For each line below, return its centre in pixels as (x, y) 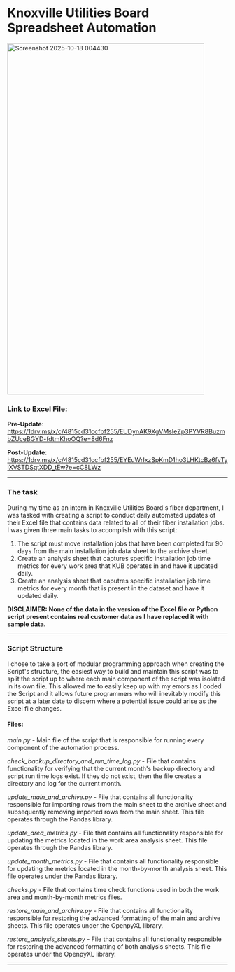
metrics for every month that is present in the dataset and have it (111, 588)
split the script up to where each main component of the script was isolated (116, 679)
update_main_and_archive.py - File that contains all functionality (100, 797)
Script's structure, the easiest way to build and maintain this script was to (113, 671)
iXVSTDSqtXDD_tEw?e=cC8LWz (54, 468)
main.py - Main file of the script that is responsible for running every (106, 740)
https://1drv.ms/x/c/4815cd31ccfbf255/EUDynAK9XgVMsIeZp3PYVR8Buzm (116, 431)
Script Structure (35, 648)
